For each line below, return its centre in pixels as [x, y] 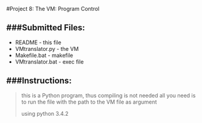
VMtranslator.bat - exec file [49, 62]
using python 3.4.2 [45, 113]
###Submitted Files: [46, 28]
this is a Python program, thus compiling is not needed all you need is [108, 95]
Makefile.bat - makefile [44, 55]
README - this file [38, 42]
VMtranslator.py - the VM [47, 48]
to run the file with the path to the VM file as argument [89, 102]
